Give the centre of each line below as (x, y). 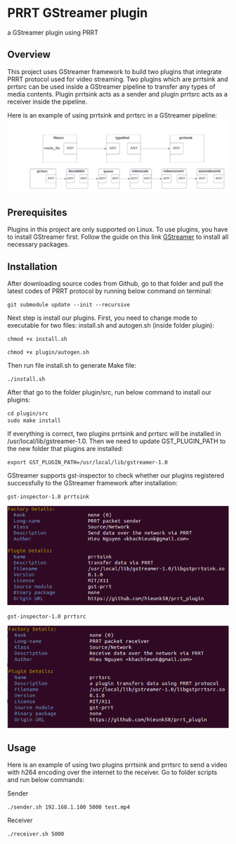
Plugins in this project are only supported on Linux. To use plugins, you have (118, 230)
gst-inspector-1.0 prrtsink (48, 497)
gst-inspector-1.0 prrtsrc (47, 617)
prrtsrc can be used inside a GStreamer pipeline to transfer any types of (111, 87)
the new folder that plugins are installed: (66, 449)
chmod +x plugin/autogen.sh (48, 353)
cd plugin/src (28, 414)
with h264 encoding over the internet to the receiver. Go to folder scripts (112, 772)
